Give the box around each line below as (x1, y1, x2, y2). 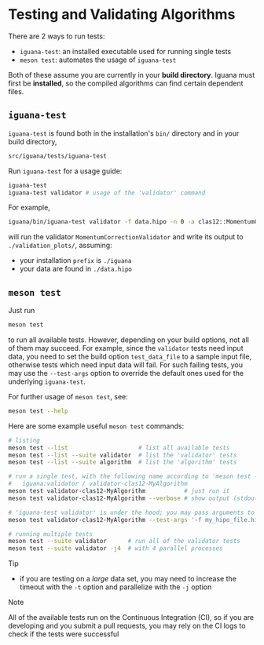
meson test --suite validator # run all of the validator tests (8, 537, 241, 545)
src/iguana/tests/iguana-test (8, 151, 108, 160)
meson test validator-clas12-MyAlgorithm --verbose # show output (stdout (8, 494, 258, 502)
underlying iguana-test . (8, 377, 86, 386)
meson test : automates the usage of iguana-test (19, 55, 177, 64)
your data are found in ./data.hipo (19, 264, 132, 274)
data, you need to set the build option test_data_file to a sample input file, (8, 352, 252, 361)
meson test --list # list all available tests (8, 443, 230, 452)
